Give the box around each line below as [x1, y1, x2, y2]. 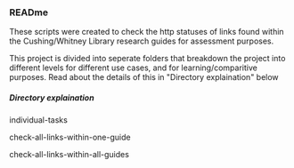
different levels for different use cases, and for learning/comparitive [9, 62, 258, 73]
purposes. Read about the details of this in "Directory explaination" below [9, 72, 279, 83]
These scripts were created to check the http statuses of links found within [9, 27, 284, 37]
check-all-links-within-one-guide [9, 132, 131, 143]
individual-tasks [9, 115, 69, 125]
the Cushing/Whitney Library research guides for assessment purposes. [9, 36, 274, 46]
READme [9, 6, 49, 19]
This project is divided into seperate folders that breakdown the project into [9, 53, 286, 64]
